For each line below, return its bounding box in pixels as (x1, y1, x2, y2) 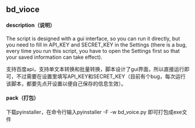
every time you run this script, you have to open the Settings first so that (6, 47, 180, 54)
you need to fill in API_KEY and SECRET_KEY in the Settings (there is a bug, (6, 41, 187, 48)
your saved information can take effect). (6, 54, 103, 61)
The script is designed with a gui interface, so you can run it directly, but (6, 35, 180, 42)
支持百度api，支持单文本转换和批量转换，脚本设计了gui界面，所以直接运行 (6, 65, 185, 72)
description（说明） (6, 22, 55, 29)
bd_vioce (6, 5, 40, 15)
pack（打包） (6, 94, 39, 101)
